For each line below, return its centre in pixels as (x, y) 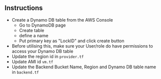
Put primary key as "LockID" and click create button (72, 41)
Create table (32, 30)
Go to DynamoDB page (42, 25)
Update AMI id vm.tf (32, 61)
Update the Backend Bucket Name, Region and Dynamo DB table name (84, 67)
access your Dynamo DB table (42, 51)
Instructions (24, 8)
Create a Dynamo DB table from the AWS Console (62, 20)
